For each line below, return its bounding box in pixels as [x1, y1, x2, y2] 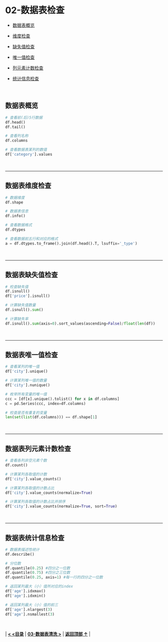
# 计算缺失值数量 [5, 302, 36, 308]
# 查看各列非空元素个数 [5, 458, 47, 463]
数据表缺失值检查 [5, 271, 58, 279]
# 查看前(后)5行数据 [5, 115, 43, 120]
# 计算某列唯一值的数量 [5, 378, 47, 383]
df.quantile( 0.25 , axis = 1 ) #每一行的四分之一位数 [5, 575, 103, 580]
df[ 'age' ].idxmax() [5, 589, 46, 594]
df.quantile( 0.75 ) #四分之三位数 [5, 570, 70, 575]
